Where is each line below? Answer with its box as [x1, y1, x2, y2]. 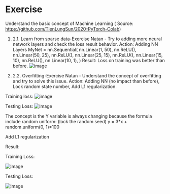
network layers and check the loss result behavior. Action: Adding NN [12, 41, 158, 47]
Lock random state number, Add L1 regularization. [12, 83, 117, 90]
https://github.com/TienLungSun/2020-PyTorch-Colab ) [5, 25, 121, 32]
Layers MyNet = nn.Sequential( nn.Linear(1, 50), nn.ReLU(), [12, 46, 137, 52]
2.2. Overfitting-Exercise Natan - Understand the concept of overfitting [12, 72, 161, 78]
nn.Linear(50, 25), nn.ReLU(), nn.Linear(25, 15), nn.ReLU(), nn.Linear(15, [12, 52, 163, 58]
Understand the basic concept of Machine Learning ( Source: [5, 20, 133, 26]
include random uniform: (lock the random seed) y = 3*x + [5, 118, 128, 124]
